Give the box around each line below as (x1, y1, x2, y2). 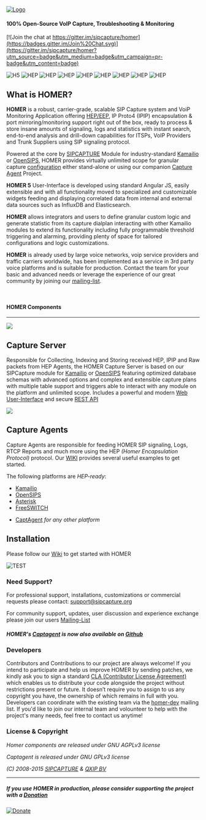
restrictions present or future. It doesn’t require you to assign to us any (6, 685, 185, 693)
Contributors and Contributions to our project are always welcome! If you (6, 660, 191, 667)
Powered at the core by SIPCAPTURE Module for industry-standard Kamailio (6, 150, 199, 158)
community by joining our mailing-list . (6, 277, 102, 285)
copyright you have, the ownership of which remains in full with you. (6, 692, 179, 700)
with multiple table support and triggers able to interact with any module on (6, 383, 197, 390)
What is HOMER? (6, 89, 72, 100)
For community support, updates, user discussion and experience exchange (6, 609, 199, 617)
